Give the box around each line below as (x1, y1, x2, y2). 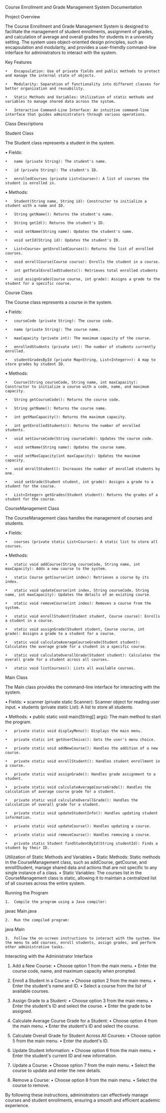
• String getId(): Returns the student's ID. (5, 221, 105, 225)
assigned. (12, 1008, 33, 1014)
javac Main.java (5, 908, 37, 914)
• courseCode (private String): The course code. (5, 318, 114, 323)
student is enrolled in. (5, 180, 56, 185)
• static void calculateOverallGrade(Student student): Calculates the (5, 653, 161, 658)
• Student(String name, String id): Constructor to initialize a (5, 199, 147, 204)
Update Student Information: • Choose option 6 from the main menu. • (12, 1048, 156, 1053)
